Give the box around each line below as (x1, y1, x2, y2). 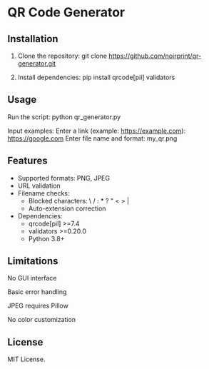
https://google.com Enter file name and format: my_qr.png (7, 133, 178, 143)
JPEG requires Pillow (7, 301, 69, 310)
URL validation (17, 181, 61, 190)
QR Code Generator (7, 4, 126, 21)
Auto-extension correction (28, 204, 106, 213)
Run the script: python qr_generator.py (7, 112, 121, 121)
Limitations (7, 255, 58, 268)
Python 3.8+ (28, 234, 66, 243)
